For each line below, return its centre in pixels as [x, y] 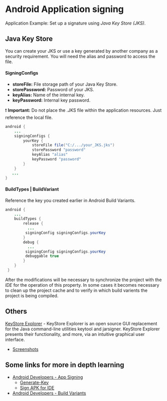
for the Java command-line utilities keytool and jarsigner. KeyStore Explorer [83, 329]
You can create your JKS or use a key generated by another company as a [82, 51]
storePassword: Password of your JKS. [53, 89]
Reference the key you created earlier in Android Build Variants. [70, 200]
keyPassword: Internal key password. [51, 100]
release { [33, 224]
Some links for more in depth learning [65, 365]
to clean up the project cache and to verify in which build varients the [77, 290]
